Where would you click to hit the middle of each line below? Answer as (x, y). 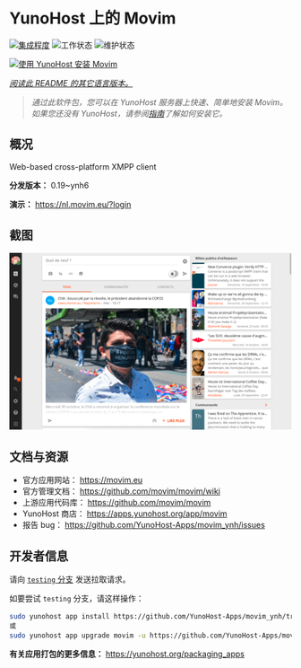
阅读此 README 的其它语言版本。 (71, 83)
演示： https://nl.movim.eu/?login (70, 204)
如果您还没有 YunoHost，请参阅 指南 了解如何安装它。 (129, 113)
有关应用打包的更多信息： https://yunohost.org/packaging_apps (127, 654)
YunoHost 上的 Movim (93, 18)
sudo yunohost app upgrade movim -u (77, 635)
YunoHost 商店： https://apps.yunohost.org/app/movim (125, 514)
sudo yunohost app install (60, 617)
